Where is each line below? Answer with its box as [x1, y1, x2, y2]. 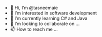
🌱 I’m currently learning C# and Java [10, 15, 88, 21]
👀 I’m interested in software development [10, 10, 97, 16]
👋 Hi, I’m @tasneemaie [10, 5, 58, 10]
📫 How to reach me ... [10, 26, 58, 32]
